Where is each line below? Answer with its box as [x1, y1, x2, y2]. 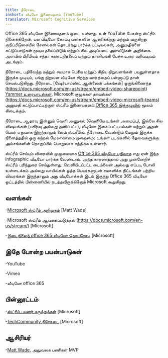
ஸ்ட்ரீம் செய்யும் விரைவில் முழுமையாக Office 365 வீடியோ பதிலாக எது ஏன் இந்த [5, 150, 159, 156]
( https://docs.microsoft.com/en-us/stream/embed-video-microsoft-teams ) [5, 97, 159, 103]
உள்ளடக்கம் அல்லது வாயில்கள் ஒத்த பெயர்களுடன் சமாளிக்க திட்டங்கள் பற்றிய [5, 167, 154, 173]
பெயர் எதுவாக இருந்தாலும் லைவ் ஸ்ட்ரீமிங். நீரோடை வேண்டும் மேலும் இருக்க [5, 129, 152, 135]
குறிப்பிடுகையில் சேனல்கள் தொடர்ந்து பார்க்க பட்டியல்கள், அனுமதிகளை [5, 42, 140, 48]
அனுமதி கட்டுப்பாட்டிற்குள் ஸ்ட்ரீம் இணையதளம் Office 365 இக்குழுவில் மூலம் [5, 102, 153, 108]
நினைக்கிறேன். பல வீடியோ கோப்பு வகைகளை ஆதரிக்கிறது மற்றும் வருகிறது [5, 36, 147, 42]
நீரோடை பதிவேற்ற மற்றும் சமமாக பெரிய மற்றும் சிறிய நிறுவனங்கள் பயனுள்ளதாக [5, 69, 159, 75]
